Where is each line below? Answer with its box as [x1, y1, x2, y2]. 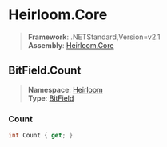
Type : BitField [27, 93, 74, 103]
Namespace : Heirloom [27, 85, 104, 94]
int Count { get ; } [8, 132, 74, 140]
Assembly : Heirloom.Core [27, 40, 114, 50]
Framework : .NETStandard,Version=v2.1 [27, 32, 161, 42]
